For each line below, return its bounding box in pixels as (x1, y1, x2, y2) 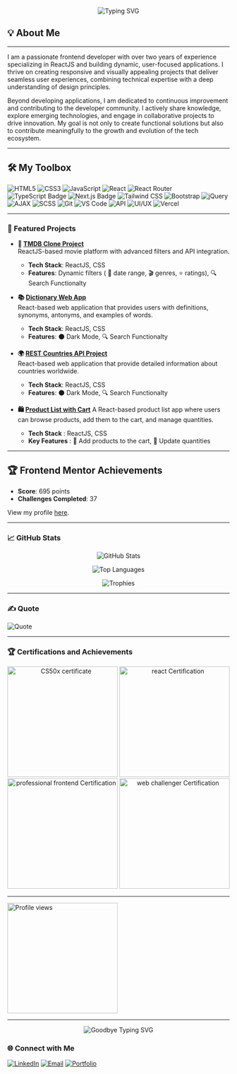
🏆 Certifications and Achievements (7, 647, 133, 657)
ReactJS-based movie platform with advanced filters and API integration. (17, 247, 230, 255)
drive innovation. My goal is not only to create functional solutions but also (7, 119, 224, 127)
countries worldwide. (17, 366, 80, 375)
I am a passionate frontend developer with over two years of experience (7, 52, 217, 61)
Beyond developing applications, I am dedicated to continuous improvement (7, 96, 229, 105)
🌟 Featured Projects (7, 223, 76, 233)
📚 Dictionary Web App (17, 293, 87, 301)
